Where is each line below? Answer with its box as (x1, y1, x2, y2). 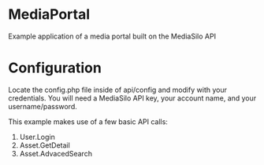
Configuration (8, 59, 102, 77)
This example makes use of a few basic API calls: (8, 116, 168, 126)
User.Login (19, 132, 55, 141)
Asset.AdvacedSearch (19, 148, 93, 158)
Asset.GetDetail (19, 140, 71, 150)
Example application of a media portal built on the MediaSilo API (8, 31, 217, 41)
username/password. (8, 101, 77, 111)
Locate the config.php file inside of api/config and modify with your (8, 85, 227, 94)
